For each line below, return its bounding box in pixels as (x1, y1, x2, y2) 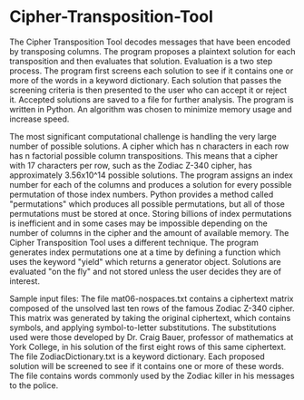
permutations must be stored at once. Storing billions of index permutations (9, 208, 292, 219)
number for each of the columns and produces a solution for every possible (9, 179, 292, 190)
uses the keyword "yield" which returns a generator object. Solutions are (9, 256, 281, 267)
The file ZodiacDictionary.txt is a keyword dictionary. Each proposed (9, 351, 265, 362)
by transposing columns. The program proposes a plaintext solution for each (9, 45, 297, 56)
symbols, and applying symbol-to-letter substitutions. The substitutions (9, 322, 277, 333)
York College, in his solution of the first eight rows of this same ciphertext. (9, 341, 287, 352)
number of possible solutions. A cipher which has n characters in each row (9, 141, 289, 151)
